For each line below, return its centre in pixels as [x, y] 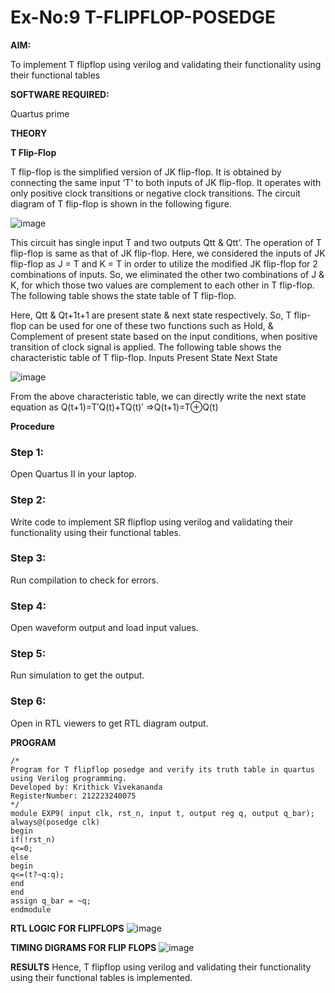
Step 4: [28, 606]
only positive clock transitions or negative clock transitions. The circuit [155, 193]
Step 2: [28, 500]
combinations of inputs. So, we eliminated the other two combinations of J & [167, 274]
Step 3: [28, 558]
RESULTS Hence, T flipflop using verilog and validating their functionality [161, 967]
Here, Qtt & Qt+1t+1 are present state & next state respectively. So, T [151, 315]
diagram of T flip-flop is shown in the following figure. [121, 203]
